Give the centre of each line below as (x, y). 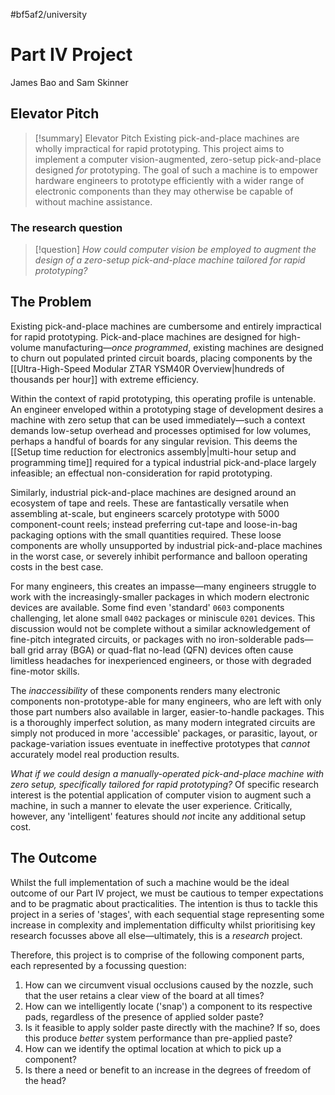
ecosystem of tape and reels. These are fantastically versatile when (149, 503)
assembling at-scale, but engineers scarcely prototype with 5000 (145, 513)
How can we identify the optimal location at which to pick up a (153, 1048)
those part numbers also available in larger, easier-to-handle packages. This (167, 711)
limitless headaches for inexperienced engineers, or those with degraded (161, 660)
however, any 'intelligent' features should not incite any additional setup (158, 816)
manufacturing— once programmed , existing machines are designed (183, 347)
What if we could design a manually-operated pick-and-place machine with (167, 773)
